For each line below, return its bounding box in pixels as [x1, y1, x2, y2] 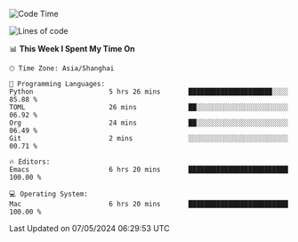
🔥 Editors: [9, 157, 51, 166]
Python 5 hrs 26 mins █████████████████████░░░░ [9, 87, 289, 96]
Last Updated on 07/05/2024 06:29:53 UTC [9, 223, 171, 233]
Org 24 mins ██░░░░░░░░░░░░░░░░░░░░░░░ [9, 118, 289, 127]
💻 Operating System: [9, 190, 89, 198]
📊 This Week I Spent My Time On [9, 44, 135, 53]
